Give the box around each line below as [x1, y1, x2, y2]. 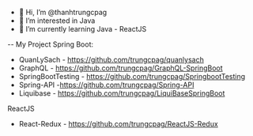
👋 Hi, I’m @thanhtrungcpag [18, 8, 108, 17]
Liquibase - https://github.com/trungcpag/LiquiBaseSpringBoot [18, 89, 225, 98]
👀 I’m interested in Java [18, 16, 96, 25]
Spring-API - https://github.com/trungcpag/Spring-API [18, 80, 194, 89]
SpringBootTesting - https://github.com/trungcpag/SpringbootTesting [18, 72, 246, 81]
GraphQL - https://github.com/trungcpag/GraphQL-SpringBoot [18, 63, 223, 73]
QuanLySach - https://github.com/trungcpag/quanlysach [18, 55, 205, 64]
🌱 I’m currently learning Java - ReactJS [18, 25, 147, 33]
